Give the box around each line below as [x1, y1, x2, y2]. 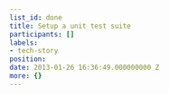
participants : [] [9, 30, 75, 38]
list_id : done [9, 13, 63, 22]
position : [9, 55, 47, 64]
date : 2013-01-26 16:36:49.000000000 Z [9, 64, 160, 73]
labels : [9, 38, 39, 47]
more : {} [9, 72, 42, 81]
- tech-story [9, 47, 59, 56]
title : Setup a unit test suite [9, 21, 131, 30]
